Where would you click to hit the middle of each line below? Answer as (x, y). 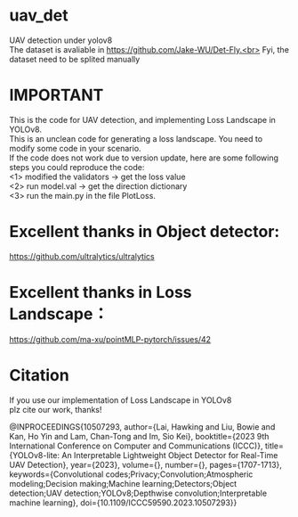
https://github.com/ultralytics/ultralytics (82, 256)
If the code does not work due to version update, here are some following (144, 158)
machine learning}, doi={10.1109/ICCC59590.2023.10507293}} (123, 502)
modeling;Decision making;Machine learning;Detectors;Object (123, 483)
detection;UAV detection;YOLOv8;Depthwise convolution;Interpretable (138, 493)
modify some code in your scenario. (75, 148)
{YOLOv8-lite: (35, 455)
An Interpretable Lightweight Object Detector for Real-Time (170, 455)
